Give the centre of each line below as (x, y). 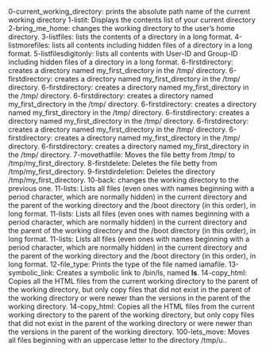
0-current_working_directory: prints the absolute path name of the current (129, 12)
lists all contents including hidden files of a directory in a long (152, 45)
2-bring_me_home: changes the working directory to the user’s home (122, 28)
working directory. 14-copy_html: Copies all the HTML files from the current (132, 306)
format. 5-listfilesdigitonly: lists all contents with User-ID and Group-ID (123, 54)
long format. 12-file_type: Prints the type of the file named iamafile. (118, 264)
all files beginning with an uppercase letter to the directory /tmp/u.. (118, 340)
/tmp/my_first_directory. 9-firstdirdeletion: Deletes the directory (112, 171)
